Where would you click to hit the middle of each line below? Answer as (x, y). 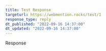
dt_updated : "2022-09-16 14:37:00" (43, 29)
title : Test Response (28, 10)
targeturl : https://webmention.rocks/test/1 (53, 15)
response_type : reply (28, 19)
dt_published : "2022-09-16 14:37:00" (45, 24)
